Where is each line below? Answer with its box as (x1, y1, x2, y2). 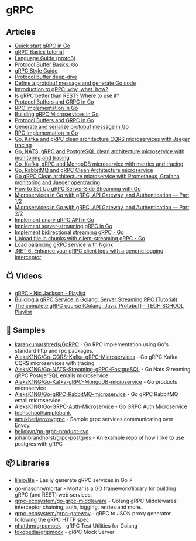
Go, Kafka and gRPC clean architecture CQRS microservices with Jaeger (14, 136, 190, 142)
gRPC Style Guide (14, 67, 58, 74)
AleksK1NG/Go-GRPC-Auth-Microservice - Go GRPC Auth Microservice (14, 403, 187, 410)
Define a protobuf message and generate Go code (14, 80, 136, 87)
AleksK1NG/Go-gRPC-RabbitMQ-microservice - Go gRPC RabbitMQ (14, 390, 178, 398)
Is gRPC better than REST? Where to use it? (14, 92, 120, 99)
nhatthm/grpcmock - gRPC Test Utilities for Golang (14, 522, 137, 529)
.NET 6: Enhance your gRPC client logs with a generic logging (14, 247, 164, 254)
